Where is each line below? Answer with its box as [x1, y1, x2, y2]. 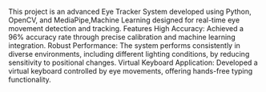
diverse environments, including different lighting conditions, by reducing [8, 50, 250, 58]
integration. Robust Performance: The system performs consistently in [8, 41, 240, 50]
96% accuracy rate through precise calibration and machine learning [8, 32, 236, 42]
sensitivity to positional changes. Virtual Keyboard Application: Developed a [8, 58, 258, 67]
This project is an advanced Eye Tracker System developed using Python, [8, 7, 252, 16]
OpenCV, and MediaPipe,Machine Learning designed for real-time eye [8, 15, 240, 25]
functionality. [8, 75, 52, 84]
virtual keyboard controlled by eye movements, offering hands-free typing [8, 66, 253, 75]
